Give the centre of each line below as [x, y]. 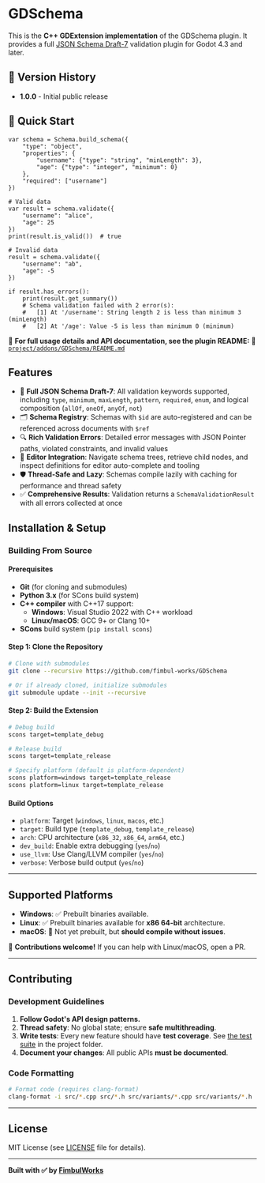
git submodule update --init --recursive [77, 692]
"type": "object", [52, 146]
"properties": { [49, 153]
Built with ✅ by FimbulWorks [56, 1170]
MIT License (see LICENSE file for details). [77, 1147]
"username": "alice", [58, 215]
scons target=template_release [60, 756]
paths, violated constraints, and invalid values [93, 449]
